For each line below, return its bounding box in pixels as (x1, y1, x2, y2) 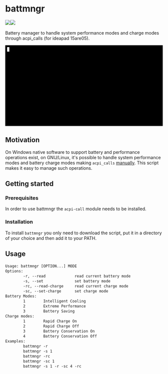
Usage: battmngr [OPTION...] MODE (5, 263, 77, 268)
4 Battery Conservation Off (23, 333, 97, 338)
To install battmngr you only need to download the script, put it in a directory (5, 230, 162, 236)
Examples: (5, 338, 26, 343)
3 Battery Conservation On (23, 328, 95, 333)
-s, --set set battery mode (23, 278, 111, 283)
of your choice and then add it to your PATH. (5, 235, 96, 241)
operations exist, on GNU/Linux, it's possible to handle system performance (5, 154, 161, 160)
